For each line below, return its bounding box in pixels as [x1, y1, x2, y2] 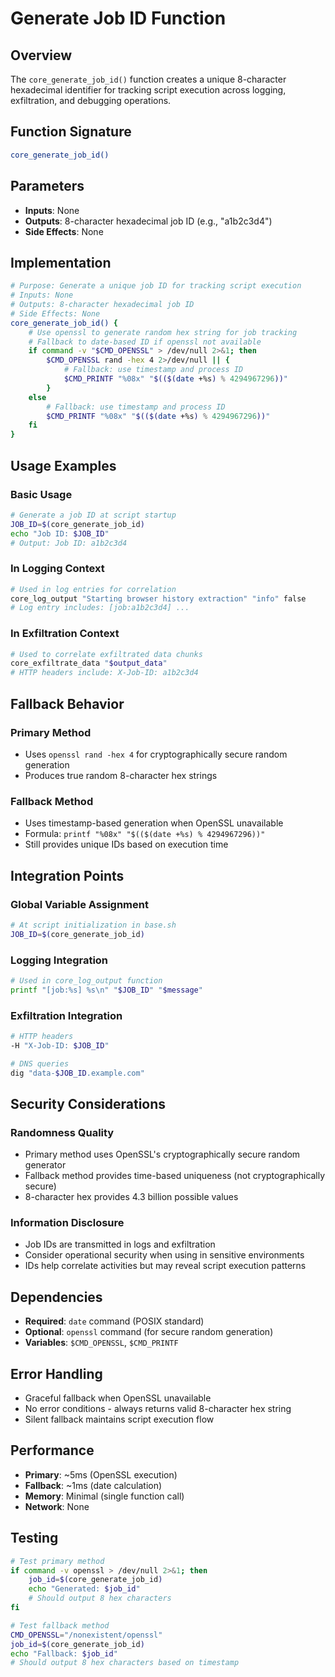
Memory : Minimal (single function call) [24, 1490, 185, 1502]
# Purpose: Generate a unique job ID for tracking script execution [10, 281, 302, 291]
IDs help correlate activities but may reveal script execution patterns [24, 1260, 307, 1272]
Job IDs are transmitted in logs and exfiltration [24, 1238, 216, 1251]
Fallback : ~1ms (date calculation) [24, 1479, 163, 1491]
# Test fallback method [10, 1620, 110, 1631]
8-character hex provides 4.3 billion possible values [24, 1191, 239, 1203]
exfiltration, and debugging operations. [10, 95, 172, 106]
